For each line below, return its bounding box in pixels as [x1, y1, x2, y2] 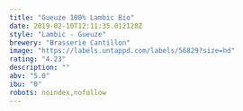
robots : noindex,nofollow [9, 88, 106, 97]
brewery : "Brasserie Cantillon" [9, 38, 130, 47]
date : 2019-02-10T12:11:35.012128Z [9, 21, 143, 30]
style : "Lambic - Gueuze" [9, 30, 106, 38]
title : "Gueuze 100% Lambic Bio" [9, 13, 135, 22]
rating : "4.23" [9, 55, 67, 64]
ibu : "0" [9, 80, 42, 89]
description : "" [9, 64, 70, 73]
